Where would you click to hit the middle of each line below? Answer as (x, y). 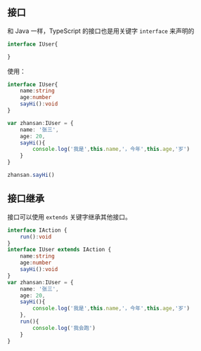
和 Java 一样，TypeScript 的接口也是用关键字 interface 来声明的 (101, 31)
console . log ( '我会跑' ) (64, 328)
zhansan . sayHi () (31, 175)
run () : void (36, 237)
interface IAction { (38, 230)
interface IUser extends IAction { (59, 250)
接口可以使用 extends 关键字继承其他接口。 (69, 217)
